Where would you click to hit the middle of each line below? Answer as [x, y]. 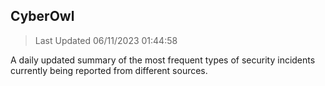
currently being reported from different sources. [109, 70]
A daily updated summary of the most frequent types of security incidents [163, 60]
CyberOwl [42, 16]
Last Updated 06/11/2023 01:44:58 [106, 40]
